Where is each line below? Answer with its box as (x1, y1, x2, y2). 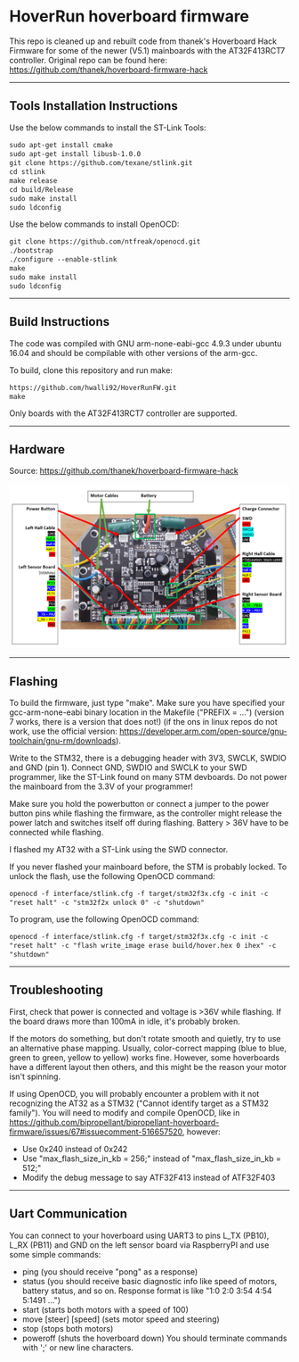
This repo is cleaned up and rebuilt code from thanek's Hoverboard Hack (9, 36, 278, 46)
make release (9, 176, 58, 185)
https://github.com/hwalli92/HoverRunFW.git (9, 383, 177, 392)
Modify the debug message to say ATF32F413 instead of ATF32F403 (21, 1172, 276, 1183)
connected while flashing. (9, 827, 104, 837)
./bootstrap (9, 245, 53, 255)
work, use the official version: (9, 726, 118, 736)
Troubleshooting (9, 983, 104, 998)
